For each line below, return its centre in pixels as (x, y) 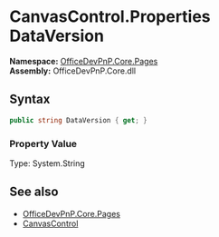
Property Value (43, 143)
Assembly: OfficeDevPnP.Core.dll (73, 71)
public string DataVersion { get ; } (78, 120)
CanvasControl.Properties (110, 17)
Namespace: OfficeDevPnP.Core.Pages (84, 61)
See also (34, 192)
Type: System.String (48, 163)
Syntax (30, 99)
